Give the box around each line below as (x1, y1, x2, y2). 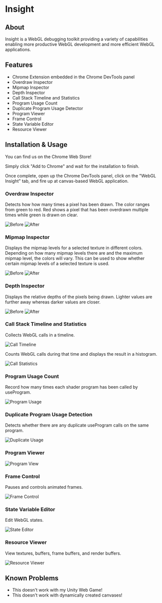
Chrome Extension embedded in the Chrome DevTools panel (12, 74, 135, 80)
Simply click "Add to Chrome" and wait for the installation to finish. (5, 163, 140, 169)
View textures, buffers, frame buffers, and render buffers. (5, 550, 121, 556)
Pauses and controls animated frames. (5, 484, 83, 490)
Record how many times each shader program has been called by (5, 384, 138, 390)
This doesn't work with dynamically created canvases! (12, 592, 123, 598)
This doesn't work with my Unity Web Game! (12, 587, 103, 593)
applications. (5, 47, 31, 52)
